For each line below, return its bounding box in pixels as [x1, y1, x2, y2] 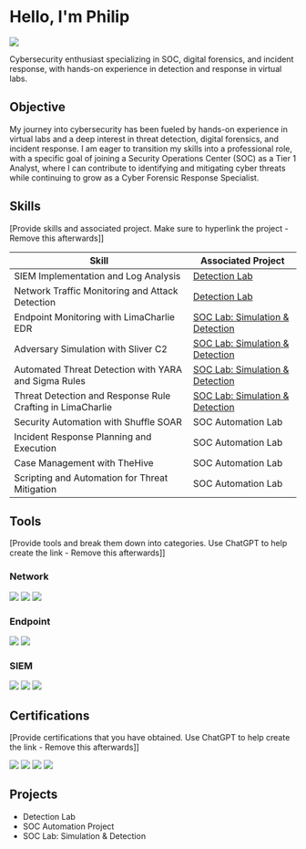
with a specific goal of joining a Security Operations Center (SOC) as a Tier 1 [9, 152, 297, 163]
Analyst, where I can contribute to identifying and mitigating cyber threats [9, 162, 286, 173]
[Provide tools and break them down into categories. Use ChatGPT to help [9, 538, 288, 549]
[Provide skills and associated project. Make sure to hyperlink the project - [9, 223, 289, 233]
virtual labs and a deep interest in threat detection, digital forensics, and [9, 133, 280, 144]
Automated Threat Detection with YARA [14, 363, 183, 376]
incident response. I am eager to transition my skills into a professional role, [9, 143, 293, 154]
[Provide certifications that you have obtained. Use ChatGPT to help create [9, 732, 291, 743]
